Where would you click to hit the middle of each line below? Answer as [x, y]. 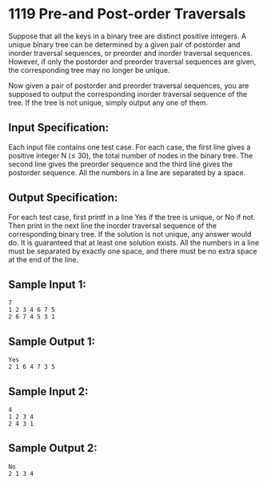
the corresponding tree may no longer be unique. [89, 70]
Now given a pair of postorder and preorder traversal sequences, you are [129, 86]
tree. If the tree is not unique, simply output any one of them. [108, 102]
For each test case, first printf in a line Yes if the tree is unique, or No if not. [132, 217]
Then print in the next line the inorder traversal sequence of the [113, 226]
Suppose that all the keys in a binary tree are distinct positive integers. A [128, 36]
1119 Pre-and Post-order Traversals [127, 14]
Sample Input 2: [48, 392]
